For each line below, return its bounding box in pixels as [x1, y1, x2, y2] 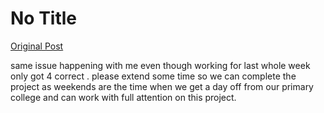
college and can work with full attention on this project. [10, 91, 237, 103]
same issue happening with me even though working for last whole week [10, 59, 311, 71]
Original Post [10, 40, 64, 52]
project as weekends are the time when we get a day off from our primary [10, 80, 314, 92]
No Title [10, 7, 78, 30]
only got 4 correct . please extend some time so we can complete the [10, 70, 297, 82]
